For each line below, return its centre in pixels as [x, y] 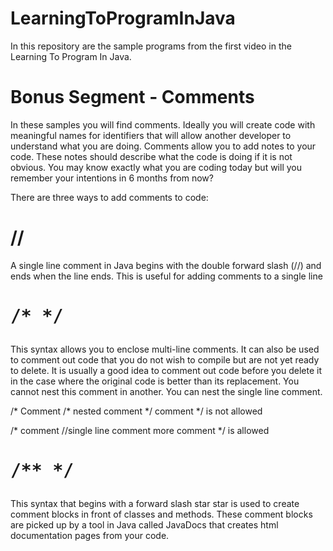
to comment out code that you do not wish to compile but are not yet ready [165, 360]
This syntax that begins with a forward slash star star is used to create [155, 504]
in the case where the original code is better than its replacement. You [155, 381]
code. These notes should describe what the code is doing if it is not [151, 156]
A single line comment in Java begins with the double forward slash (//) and [166, 265]
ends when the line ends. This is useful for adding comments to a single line [166, 276]
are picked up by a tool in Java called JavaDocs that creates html [144, 525]
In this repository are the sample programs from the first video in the [151, 46]
